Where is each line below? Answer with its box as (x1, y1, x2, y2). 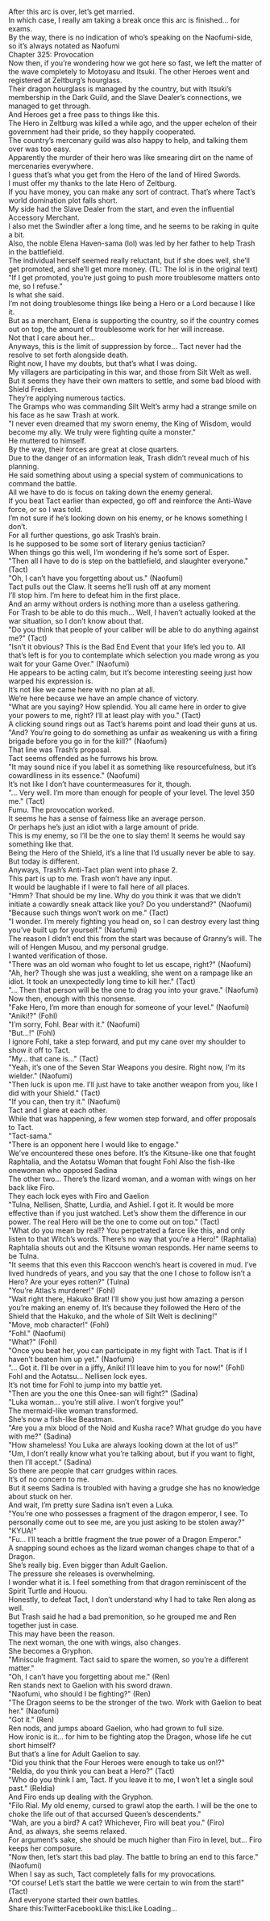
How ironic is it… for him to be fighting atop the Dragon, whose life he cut (8, 1732, 252, 1742)
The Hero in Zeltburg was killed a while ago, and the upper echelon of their (8, 119, 258, 128)
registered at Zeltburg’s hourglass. (8, 75, 123, 85)
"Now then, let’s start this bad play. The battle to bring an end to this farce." (8, 1852, 259, 1861)
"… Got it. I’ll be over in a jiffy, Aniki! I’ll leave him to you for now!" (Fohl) (8, 1363, 245, 1372)
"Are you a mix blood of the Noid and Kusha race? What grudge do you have (8, 1423, 262, 1432)
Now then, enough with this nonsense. (8, 994, 136, 1003)
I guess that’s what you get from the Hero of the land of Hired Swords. (8, 170, 242, 179)
